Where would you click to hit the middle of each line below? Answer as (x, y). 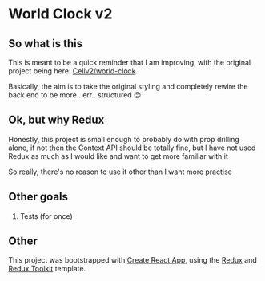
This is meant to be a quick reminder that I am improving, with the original (129, 62)
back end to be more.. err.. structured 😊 (75, 95)
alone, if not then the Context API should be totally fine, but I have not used (132, 148)
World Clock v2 (60, 14)
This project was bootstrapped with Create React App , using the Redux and (133, 260)
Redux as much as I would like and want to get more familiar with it (118, 156)
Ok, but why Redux (56, 120)
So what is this (46, 44)
